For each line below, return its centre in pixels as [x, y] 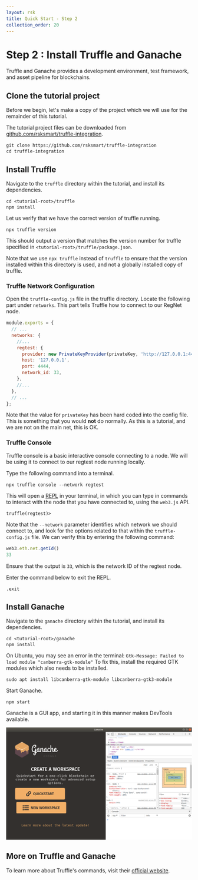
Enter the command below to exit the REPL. [59, 577]
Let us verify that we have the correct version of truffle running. [83, 218]
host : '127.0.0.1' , [45, 360]
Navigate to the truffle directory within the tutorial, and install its [85, 183]
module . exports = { [30, 323]
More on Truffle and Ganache [61, 856]
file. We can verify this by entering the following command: [103, 537]
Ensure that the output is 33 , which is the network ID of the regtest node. [94, 566]
